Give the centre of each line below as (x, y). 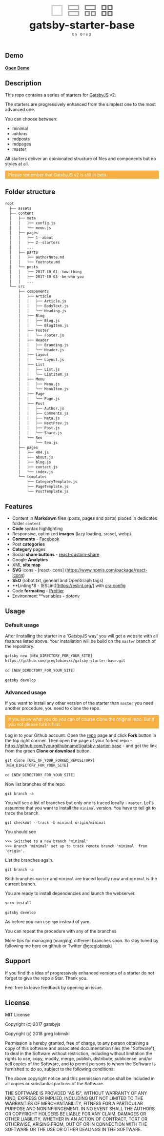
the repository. (20, 646)
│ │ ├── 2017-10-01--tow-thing (46, 272)
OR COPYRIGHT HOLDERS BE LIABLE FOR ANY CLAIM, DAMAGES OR (76, 1114)
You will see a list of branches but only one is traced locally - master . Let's (80, 803)
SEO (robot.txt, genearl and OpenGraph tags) (58, 581)
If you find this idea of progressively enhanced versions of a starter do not (80, 973)
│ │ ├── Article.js (42, 301)
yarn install (18, 903)
